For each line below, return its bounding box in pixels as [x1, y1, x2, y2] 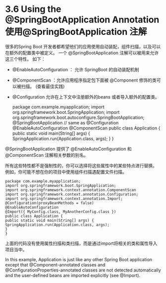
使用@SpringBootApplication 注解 [5, 26, 147, 38]
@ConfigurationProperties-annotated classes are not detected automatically [5, 267, 161, 273]
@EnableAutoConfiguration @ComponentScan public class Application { [12, 125, 161, 131]
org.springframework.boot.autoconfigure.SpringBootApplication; [12, 114, 145, 120]
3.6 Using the [5, 3, 61, 15]
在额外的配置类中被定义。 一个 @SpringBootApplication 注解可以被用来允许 [5, 50, 159, 56]
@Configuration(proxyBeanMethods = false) [5, 200, 94, 205]
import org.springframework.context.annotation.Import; [5, 196, 123, 201]
